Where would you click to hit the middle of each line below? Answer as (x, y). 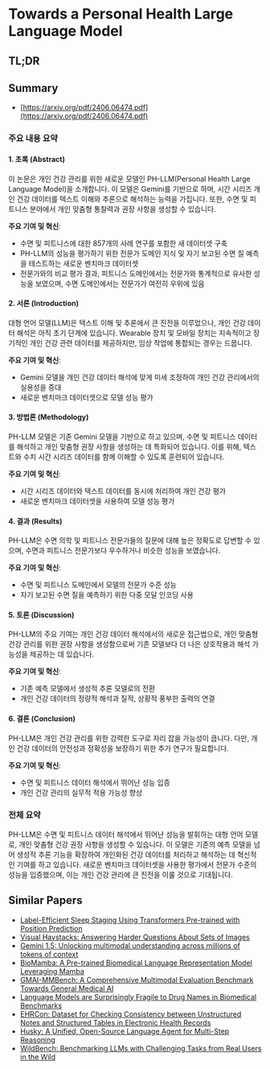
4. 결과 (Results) (35, 521)
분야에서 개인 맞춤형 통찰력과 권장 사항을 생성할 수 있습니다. (123, 209)
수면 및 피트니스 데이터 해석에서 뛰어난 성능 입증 (95, 782)
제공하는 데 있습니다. (62, 654)
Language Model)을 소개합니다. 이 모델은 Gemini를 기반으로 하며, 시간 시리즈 (130, 189)
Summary (33, 88)
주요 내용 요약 (33, 139)
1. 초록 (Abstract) (37, 159)
